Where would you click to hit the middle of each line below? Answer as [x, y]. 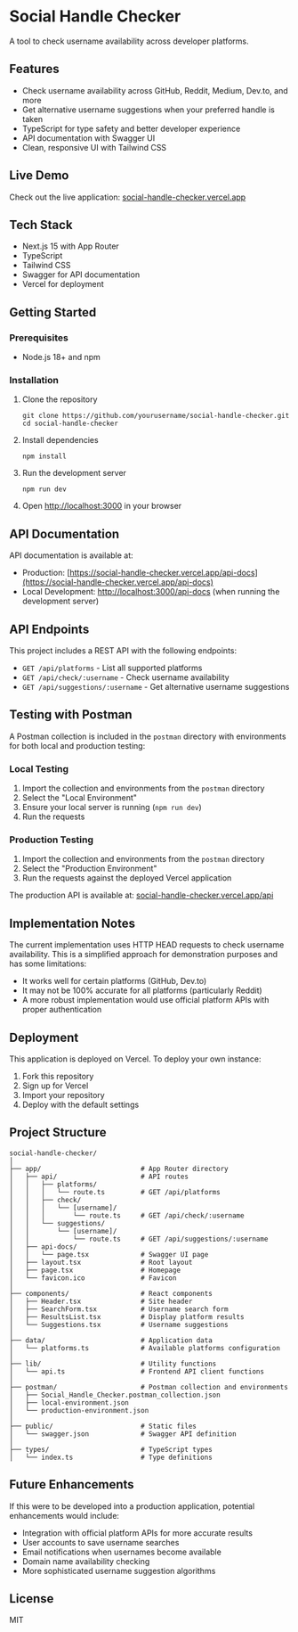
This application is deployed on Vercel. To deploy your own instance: [135, 1059]
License [32, 1599]
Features [34, 69]
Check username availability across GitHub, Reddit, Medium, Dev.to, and [155, 90]
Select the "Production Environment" [89, 869]
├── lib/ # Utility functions [113, 1364]
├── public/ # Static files [103, 1426]
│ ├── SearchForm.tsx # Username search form [119, 1309]
